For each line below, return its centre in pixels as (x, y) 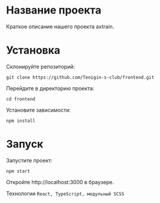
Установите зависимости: (38, 110)
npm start (18, 171)
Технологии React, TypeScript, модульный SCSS (65, 193)
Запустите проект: (30, 160)
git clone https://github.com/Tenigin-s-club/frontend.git (80, 77)
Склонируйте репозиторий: (41, 66)
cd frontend (21, 99)
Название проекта (54, 10)
